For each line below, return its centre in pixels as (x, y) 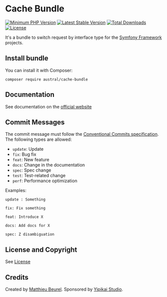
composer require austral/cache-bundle (47, 79)
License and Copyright (41, 249)
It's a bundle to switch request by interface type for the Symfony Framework (83, 37)
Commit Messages (35, 122)
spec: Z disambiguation (30, 234)
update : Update (28, 149)
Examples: (16, 191)
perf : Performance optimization (45, 181)
